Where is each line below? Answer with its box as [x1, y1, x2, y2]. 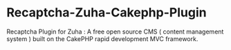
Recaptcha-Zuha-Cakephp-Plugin [6, 5, 207, 21]
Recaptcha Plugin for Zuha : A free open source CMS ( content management [6, 27, 224, 36]
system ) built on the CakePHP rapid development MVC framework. [6, 34, 198, 42]
